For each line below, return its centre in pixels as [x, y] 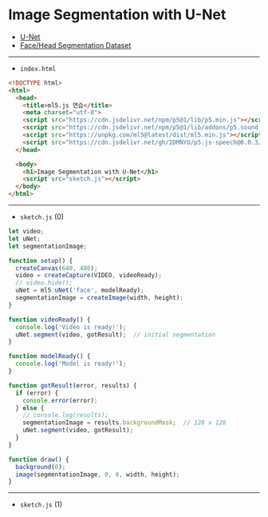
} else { [30, 408]
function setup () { [41, 260]
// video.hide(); [44, 283]
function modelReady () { [49, 356]
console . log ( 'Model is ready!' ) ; [71, 364]
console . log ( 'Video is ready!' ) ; [71, 327]
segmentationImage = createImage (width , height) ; [99, 298]
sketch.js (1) [41, 504]
